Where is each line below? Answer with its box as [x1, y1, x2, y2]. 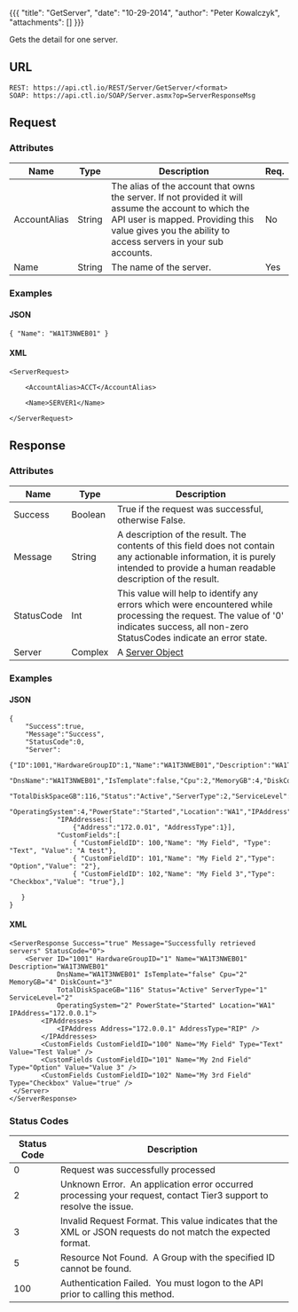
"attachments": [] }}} [9, 17, 84, 28]
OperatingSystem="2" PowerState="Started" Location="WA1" [56, 1000, 276, 1010]
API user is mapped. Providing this [111, 213, 255, 225]
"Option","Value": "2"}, [9, 861, 101, 871]
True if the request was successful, [116, 502, 264, 515]
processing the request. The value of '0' [116, 609, 285, 621]
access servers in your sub [111, 235, 224, 248]
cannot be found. [60, 1262, 132, 1275]
